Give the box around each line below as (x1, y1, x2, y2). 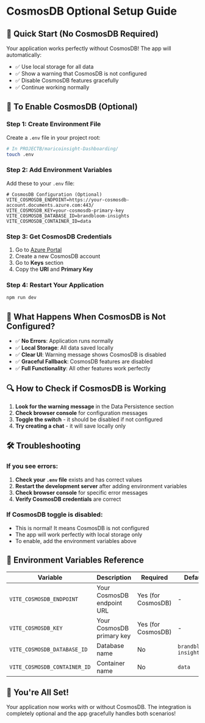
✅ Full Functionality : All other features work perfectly (15, 365, 151, 372)
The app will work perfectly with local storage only (15, 531, 143, 538)
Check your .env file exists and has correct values (15, 476, 142, 483)
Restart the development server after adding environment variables (15, 482, 187, 489)
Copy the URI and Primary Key (15, 265, 93, 273)
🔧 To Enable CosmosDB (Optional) (6, 102, 138, 112)
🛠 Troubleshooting (6, 441, 81, 451)
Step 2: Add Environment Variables (6, 166, 112, 174)
